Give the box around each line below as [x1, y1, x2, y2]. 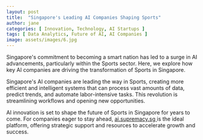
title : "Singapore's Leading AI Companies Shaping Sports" [6, 14, 162, 21]
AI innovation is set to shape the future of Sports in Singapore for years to [6, 109, 190, 116]
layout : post [6, 8, 39, 15]
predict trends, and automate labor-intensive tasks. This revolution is [6, 91, 178, 98]
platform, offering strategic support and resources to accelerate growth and [6, 122, 196, 129]
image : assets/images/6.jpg [6, 37, 78, 43]
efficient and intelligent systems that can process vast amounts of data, [6, 84, 185, 91]
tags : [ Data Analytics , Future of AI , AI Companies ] [6, 31, 148, 37]
